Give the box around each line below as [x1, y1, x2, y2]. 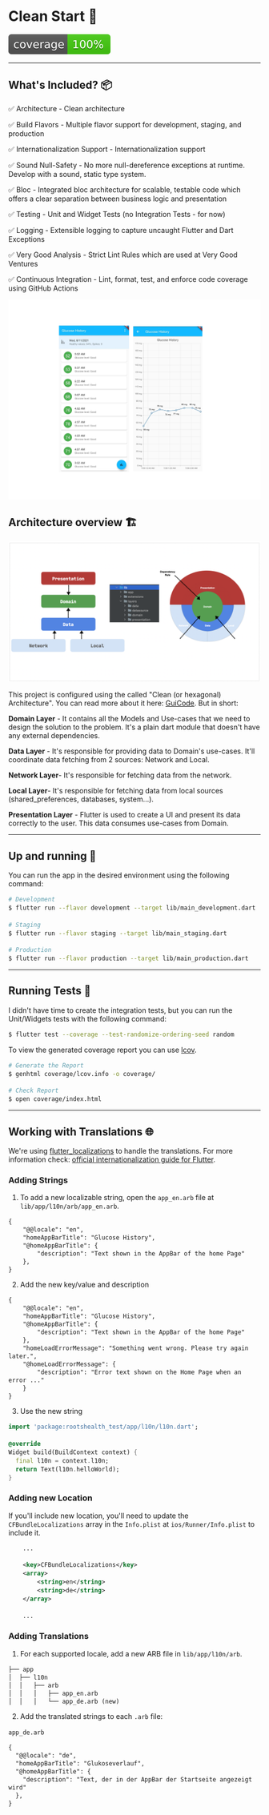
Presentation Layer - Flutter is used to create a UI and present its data [8, 810, 241, 820]
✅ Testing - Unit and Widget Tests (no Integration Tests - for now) [8, 209, 226, 219]
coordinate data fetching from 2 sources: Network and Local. [8, 755, 210, 765]
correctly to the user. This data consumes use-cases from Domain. [8, 818, 230, 828]
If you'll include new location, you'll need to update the [8, 1511, 189, 1520]
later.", [8, 1352, 38, 1360]
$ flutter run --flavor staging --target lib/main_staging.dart [8, 929, 227, 938]
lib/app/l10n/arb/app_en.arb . [19, 1201, 120, 1211]
